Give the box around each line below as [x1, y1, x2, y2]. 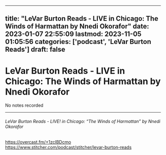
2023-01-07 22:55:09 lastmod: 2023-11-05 [5, 30, 142, 39]
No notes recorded [5, 102, 43, 109]
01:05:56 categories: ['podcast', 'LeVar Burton [5, 38, 152, 46]
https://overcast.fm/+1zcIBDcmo [5, 139, 72, 145]
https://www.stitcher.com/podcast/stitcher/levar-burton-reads [5, 144, 132, 150]
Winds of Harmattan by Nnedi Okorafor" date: [5, 22, 149, 31]
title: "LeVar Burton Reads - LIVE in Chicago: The [5, 14, 159, 23]
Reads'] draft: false [5, 45, 66, 54]
